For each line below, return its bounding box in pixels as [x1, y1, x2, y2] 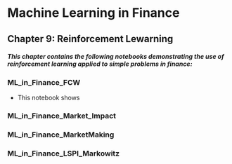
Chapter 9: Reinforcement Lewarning [7, 33, 174, 45]
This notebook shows [17, 93, 80, 102]
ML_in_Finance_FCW [7, 77, 81, 87]
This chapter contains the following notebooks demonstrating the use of [7, 53, 224, 61]
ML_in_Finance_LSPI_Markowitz [7, 149, 120, 158]
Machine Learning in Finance [7, 5, 180, 21]
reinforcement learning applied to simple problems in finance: [7, 60, 193, 68]
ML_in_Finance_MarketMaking [7, 130, 115, 139]
